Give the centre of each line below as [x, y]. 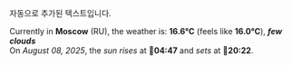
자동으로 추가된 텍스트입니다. [60, 13]
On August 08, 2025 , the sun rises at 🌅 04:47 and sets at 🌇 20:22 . [131, 51]
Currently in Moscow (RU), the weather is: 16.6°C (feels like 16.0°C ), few [146, 31]
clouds [23, 41]
